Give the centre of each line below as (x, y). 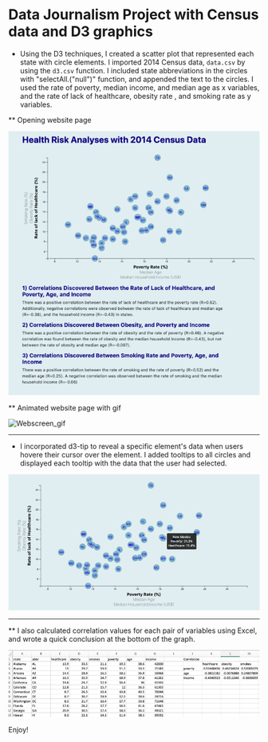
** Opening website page (50, 120)
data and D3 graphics (81, 31)
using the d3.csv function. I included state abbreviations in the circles (134, 70)
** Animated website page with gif (65, 407)
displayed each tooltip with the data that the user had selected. (123, 463)
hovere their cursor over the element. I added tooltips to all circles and (135, 454)
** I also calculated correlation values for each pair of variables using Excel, (133, 630)
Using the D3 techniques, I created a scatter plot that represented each (137, 53)
